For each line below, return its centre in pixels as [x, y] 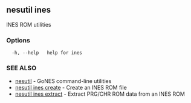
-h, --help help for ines [47, 53]
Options [18, 40]
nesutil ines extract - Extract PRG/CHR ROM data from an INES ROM [100, 94]
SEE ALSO [21, 68]
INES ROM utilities [29, 24]
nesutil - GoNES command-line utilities [63, 81]
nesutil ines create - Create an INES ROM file [71, 88]
